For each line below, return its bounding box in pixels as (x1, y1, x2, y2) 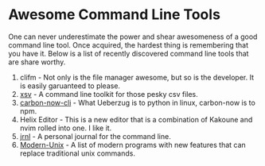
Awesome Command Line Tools (8, 6, 221, 24)
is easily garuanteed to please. (19, 81, 121, 91)
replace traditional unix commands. (19, 149, 135, 158)
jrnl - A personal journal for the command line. (19, 131, 171, 141)
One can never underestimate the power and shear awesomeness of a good (8, 32, 258, 41)
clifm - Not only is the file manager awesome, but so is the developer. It (19, 72, 255, 82)
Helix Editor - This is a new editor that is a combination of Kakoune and (19, 114, 253, 124)
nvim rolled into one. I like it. (19, 123, 112, 133)
